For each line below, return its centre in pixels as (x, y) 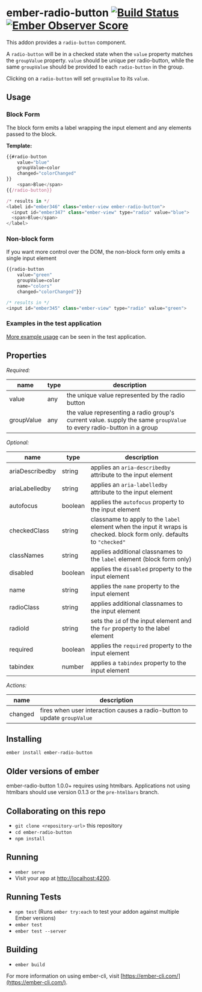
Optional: (17, 442)
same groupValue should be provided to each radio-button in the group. (95, 67)
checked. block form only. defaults (139, 534)
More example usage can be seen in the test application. (76, 336)
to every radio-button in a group (112, 427)
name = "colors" (35, 286)
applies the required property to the (141, 645)
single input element (32, 258)
